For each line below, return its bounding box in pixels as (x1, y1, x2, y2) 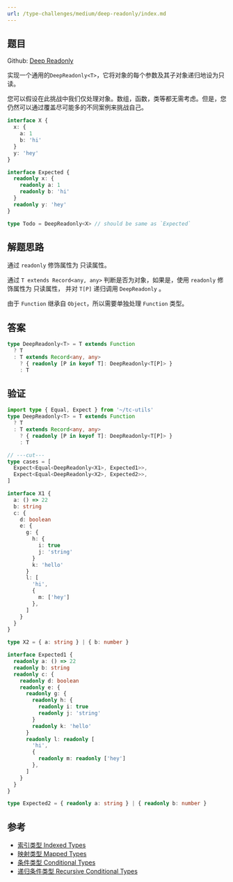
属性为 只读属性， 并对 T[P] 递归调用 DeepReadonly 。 (13, 284, 166, 293)
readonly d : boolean (19, 677, 79, 684)
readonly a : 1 (19, 182, 61, 189)
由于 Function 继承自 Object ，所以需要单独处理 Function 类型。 (7, 299, 188, 307)
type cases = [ (7, 458, 51, 465)
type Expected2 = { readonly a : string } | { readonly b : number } (7, 800, 207, 807)
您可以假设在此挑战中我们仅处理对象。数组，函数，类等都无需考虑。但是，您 (7, 95, 227, 103)
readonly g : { (25, 690, 67, 697)
